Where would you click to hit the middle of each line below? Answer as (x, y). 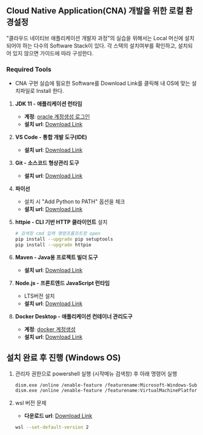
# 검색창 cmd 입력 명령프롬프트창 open (58, 234)
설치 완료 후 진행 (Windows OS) (64, 358)
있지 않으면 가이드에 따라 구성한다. (53, 53)
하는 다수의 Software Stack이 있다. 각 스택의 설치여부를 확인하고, (99, 46)
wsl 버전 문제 (31, 403)
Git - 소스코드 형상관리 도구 (47, 163)
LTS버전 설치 (39, 295)
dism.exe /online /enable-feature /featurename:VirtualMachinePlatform (107, 391)
